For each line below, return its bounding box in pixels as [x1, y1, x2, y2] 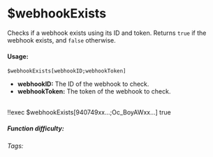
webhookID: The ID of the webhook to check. [17, 80, 149, 89]
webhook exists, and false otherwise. [7, 36, 117, 44]
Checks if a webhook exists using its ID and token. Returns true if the [7, 29, 207, 37]
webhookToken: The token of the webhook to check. [17, 87, 171, 96]
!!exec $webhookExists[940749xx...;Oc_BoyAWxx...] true [7, 108, 171, 117]
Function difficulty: [7, 124, 64, 133]
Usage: [7, 52, 29, 61]
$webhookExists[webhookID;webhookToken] [7, 68, 127, 75]
